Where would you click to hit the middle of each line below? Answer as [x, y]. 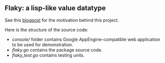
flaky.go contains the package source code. [57, 50]
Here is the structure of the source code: [46, 30]
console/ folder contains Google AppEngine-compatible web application [86, 39]
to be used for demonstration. [42, 45]
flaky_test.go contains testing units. [48, 55]
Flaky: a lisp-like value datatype [55, 8]
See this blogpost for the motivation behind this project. [62, 20]
